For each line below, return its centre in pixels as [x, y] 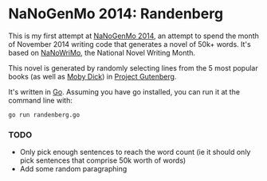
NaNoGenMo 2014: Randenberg [116, 14]
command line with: [41, 100]
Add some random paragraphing [73, 169]
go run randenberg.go [44, 115]
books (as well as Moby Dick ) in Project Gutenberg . [92, 76]
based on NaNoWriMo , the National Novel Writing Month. [102, 52]
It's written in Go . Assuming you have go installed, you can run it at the [124, 91]
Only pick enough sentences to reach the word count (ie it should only [135, 152]
